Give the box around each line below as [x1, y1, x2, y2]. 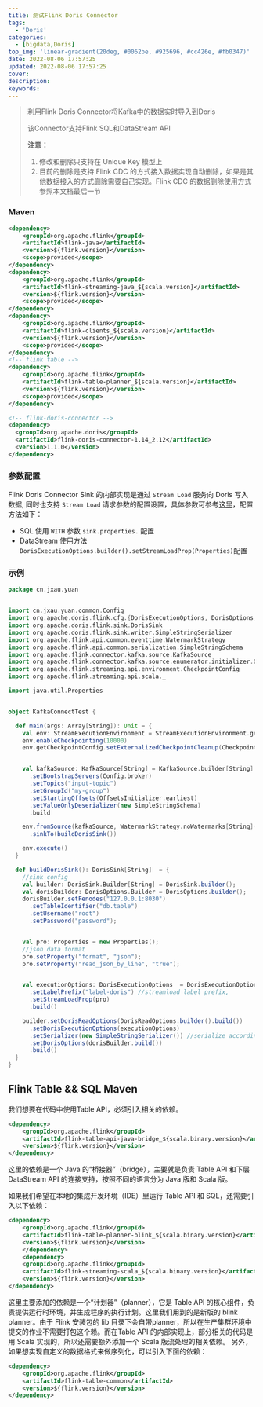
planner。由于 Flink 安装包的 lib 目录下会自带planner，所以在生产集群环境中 [8, 1317, 252, 1326]
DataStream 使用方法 [19, 536, 88, 546]
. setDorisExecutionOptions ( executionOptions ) [28, 1024, 180, 1032]
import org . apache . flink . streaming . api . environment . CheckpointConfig [8, 665, 240, 673]
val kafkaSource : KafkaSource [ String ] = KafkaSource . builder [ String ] [22, 765, 254, 773]
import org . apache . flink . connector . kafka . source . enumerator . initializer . [8, 658, 254, 666]
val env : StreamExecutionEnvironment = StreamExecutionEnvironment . [22, 729, 250, 737]
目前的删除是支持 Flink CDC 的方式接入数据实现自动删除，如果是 [38, 167, 247, 177]
